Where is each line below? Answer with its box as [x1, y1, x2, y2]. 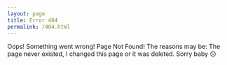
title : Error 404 [7, 17, 58, 24]
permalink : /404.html [7, 23, 71, 30]
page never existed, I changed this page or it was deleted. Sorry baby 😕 [7, 50, 217, 58]
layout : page [7, 10, 46, 17]
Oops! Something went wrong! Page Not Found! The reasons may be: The [7, 43, 221, 51]
